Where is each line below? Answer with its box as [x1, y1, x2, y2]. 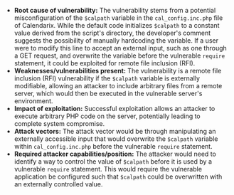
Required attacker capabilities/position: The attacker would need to [14, 149, 217, 158]
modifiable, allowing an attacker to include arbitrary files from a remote [14, 82, 223, 90]
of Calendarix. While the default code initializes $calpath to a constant [14, 21, 220, 29]
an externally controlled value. [14, 180, 103, 188]
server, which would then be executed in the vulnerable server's [14, 89, 203, 97]
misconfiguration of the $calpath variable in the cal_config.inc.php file [14, 14, 223, 22]
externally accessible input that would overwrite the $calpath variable [14, 135, 218, 143]
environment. [14, 97, 53, 105]
